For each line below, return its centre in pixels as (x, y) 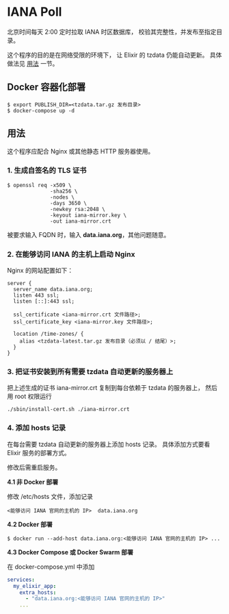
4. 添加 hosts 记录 (37, 428)
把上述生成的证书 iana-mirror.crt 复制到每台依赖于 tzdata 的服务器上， (105, 388)
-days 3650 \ (69, 203)
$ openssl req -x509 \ (39, 185)
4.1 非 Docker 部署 (33, 482)
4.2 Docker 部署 (30, 524)
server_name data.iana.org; (53, 290)
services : (21, 580)
